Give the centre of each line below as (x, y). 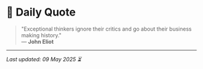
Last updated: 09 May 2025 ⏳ (44, 59)
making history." (41, 35)
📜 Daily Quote (41, 12)
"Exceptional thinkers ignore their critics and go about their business (106, 29)
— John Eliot (37, 41)
